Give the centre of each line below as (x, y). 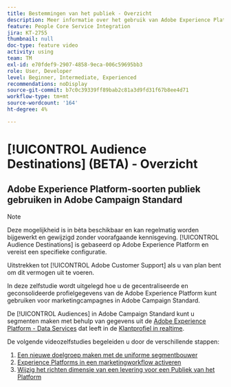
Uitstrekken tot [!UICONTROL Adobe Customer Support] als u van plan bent (114, 265)
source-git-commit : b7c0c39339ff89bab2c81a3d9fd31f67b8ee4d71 (98, 90)
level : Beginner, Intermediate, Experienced (72, 77)
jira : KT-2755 (27, 33)
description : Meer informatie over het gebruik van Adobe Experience (109, 20)
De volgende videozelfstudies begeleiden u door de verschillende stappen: (113, 342)
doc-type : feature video (43, 45)
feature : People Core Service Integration (69, 26)
